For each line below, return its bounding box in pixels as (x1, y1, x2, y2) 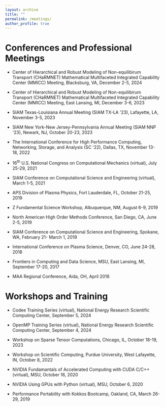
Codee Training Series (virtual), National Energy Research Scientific (12, 307, 150, 313)
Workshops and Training (5, 291, 108, 302)
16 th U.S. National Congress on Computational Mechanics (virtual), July (12, 159, 157, 166)
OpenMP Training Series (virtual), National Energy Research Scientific (12, 322, 154, 328)
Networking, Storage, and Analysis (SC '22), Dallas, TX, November (12, 144, 148, 150)
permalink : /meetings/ (5, 16, 52, 21)
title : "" (5, 12, 26, 17)
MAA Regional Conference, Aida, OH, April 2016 (12, 273, 110, 279)
